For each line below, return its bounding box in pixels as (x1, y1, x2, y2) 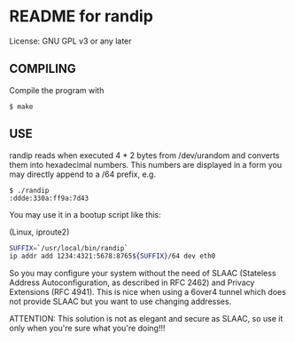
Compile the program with (9, 84, 105, 95)
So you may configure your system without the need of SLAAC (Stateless (9, 268, 276, 279)
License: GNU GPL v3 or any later (9, 36, 132, 46)
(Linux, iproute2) (9, 227, 70, 237)
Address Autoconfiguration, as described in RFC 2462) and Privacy (9, 277, 255, 288)
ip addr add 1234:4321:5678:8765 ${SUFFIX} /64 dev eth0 (9, 251, 216, 261)
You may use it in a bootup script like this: (9, 209, 161, 219)
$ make (9, 102, 34, 111)
